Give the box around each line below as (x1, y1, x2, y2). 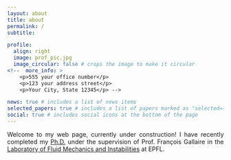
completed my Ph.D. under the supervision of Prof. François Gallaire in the (7, 137, 224, 146)
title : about (7, 16, 45, 23)
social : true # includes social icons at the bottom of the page (7, 111, 198, 119)
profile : (7, 42, 32, 49)
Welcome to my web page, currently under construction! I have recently (7, 130, 224, 138)
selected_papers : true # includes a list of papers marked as (7, 105, 189, 112)
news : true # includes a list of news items (7, 99, 137, 106)
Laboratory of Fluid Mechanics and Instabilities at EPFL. (7, 145, 165, 153)
